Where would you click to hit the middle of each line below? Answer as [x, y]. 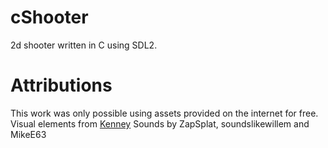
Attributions [61, 85]
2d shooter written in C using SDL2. [84, 45]
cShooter [49, 17]
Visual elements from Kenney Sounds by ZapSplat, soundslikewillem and [160, 123]
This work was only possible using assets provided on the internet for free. [164, 113]
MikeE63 [28, 134]
